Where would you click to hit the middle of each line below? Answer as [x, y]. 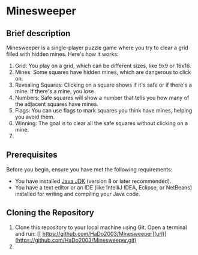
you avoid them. [35, 117]
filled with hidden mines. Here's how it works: [62, 54]
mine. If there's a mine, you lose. [55, 91]
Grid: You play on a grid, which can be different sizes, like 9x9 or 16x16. [103, 66]
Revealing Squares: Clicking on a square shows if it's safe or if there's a [103, 85]
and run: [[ [28, 233]
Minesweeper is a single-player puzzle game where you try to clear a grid [97, 48]
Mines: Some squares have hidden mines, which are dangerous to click [103, 72]
